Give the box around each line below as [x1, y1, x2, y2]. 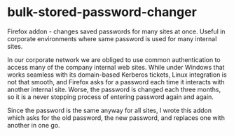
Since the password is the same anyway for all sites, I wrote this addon [7, 106, 212, 114]
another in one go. [7, 121, 61, 129]
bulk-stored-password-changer [7, 4, 198, 20]
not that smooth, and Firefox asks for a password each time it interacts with [7, 77, 226, 86]
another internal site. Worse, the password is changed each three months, [7, 85, 221, 93]
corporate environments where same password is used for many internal [7, 34, 217, 43]
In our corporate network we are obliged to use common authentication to [7, 55, 221, 63]
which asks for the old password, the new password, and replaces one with [7, 113, 226, 122]
